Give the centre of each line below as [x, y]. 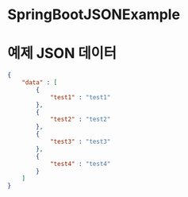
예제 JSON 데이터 [62, 54]
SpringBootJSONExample [94, 15]
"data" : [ [40, 83]
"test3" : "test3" [80, 141]
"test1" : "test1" [80, 97]
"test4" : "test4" [80, 164]
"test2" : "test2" [80, 120]
